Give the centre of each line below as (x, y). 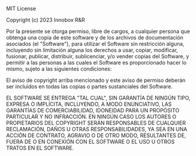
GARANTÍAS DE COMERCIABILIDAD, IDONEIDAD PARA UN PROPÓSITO (93, 110)
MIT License (21, 9)
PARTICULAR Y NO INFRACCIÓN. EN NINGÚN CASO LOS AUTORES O (92, 117)
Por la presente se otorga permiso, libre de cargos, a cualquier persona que (98, 31)
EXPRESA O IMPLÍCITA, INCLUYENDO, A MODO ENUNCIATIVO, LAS (89, 104)
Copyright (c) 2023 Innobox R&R (46, 20)
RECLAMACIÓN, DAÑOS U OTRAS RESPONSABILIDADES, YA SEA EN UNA (97, 129)
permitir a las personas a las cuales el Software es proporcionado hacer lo (97, 62)
